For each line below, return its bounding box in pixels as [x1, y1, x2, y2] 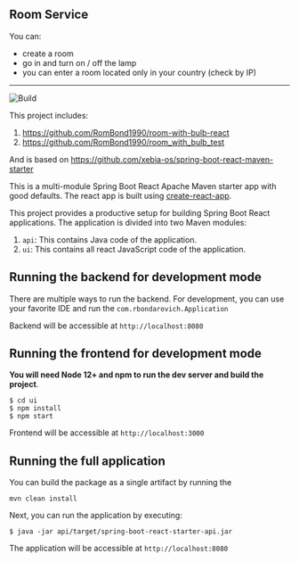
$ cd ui [9, 396, 38, 405]
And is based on [9, 153, 69, 164]
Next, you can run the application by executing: [9, 510, 182, 521]
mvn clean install [9, 494, 77, 503]
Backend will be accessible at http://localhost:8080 [9, 320, 204, 331]
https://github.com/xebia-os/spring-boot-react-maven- [70, 153, 274, 164]
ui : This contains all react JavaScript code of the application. [21, 244, 246, 254]
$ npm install [9, 404, 62, 413]
